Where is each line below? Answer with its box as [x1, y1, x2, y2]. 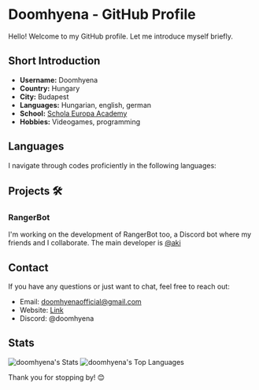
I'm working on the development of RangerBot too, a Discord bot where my [8, 230, 252, 239]
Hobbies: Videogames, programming [19, 116, 141, 127]
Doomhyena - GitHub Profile [8, 6, 196, 24]
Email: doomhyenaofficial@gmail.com [19, 297, 142, 307]
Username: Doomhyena [19, 75, 98, 84]
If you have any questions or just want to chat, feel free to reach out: [8, 281, 230, 292]
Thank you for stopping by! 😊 [8, 372, 105, 382]
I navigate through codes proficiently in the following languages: [8, 160, 216, 170]
